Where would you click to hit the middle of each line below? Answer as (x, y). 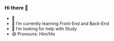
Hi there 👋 (17, 8)
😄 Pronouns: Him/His (33, 34)
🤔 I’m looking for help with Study (44, 29)
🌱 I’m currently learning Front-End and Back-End (60, 23)
